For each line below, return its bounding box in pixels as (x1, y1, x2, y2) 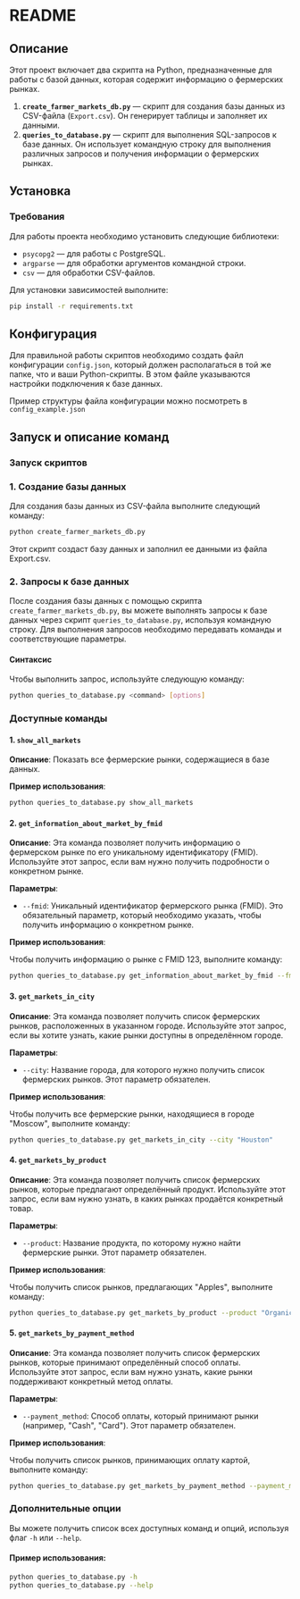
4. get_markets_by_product (9, 1154, 107, 1165)
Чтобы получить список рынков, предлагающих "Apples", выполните (9, 1281, 273, 1292)
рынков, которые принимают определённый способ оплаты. (9, 1357, 241, 1368)
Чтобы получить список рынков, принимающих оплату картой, (9, 1454, 251, 1465)
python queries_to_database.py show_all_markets (9, 799, 194, 808)
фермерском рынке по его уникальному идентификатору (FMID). (9, 847, 259, 858)
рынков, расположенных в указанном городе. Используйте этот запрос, (9, 1020, 287, 1031)
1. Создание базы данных (9, 480, 127, 492)
